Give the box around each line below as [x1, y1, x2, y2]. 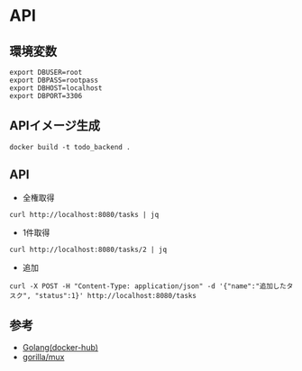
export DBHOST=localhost [9, 84, 103, 93]
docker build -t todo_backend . [9, 142, 131, 151]
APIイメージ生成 [9, 118, 101, 133]
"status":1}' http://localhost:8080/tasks [34, 291, 197, 300]
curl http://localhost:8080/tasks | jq [9, 210, 160, 219]
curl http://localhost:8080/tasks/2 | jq [9, 245, 168, 254]
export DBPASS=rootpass [9, 76, 99, 85]
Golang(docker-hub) [22, 342, 99, 353]
